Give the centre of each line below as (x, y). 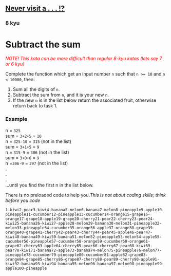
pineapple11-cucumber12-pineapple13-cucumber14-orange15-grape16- (78, 214)
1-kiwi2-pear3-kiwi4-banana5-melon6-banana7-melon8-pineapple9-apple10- (85, 210)
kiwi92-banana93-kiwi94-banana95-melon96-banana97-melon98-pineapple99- (85, 264)
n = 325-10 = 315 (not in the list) (39, 141)
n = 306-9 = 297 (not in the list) (37, 163)
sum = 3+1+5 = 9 (22, 146)
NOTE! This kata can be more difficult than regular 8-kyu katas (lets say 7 (84, 59)
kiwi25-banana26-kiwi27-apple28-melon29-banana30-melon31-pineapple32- (83, 223)
